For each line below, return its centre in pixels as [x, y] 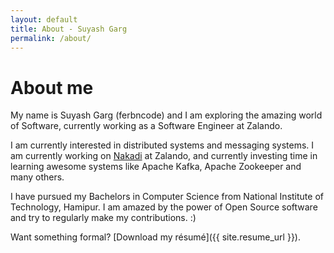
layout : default [44, 19]
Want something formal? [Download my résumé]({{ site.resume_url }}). [155, 237]
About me [52, 87]
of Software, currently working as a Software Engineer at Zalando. [146, 126]
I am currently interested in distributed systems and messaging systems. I [162, 145]
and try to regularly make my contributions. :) [103, 218]
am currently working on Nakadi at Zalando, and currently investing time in [164, 156]
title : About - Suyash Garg [69, 29]
